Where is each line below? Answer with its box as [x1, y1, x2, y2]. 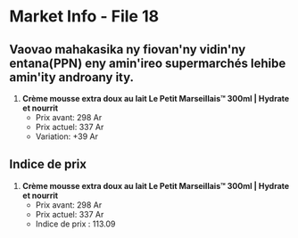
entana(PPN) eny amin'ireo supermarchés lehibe [9, 55, 286, 70]
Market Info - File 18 [9, 6, 159, 27]
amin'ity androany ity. [9, 70, 135, 85]
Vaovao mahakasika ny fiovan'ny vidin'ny [9, 42, 246, 57]
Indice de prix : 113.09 [35, 218, 116, 229]
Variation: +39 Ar [35, 131, 98, 142]
